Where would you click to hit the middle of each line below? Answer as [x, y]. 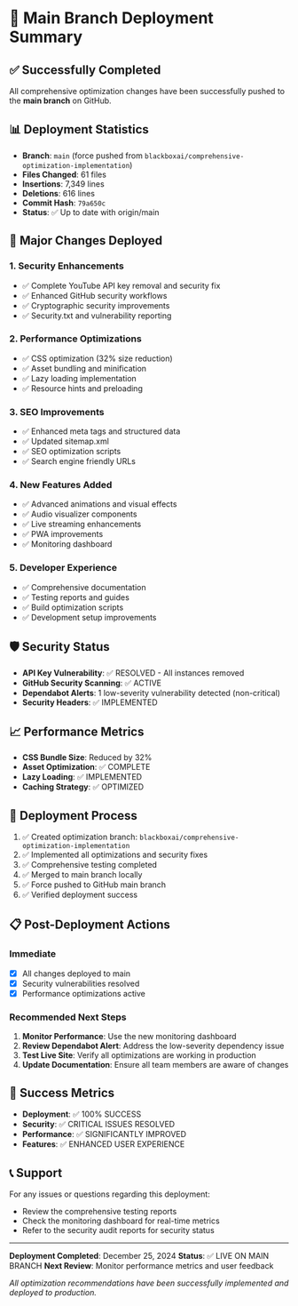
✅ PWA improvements [63, 534]
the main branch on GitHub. [61, 100]
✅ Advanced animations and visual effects [99, 504]
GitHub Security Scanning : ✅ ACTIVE [92, 683]
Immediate [33, 954]
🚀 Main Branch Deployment [112, 18]
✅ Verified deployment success [80, 895]
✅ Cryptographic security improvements [96, 305]
